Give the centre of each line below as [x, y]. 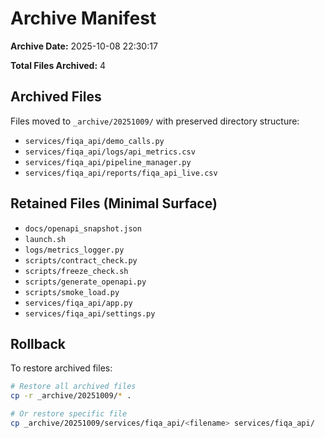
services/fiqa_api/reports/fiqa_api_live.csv [121, 173]
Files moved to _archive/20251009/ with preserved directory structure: [155, 121]
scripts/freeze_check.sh [76, 271]
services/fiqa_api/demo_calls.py [94, 141]
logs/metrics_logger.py [74, 250]
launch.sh [45, 239]
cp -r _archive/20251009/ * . [71, 396]
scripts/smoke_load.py [72, 292]
